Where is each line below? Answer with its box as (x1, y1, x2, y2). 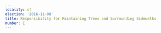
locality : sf (5, 7, 32, 12)
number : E (5, 20, 25, 26)
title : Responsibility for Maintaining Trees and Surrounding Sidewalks (5, 16, 157, 21)
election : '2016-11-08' (5, 12, 54, 16)
